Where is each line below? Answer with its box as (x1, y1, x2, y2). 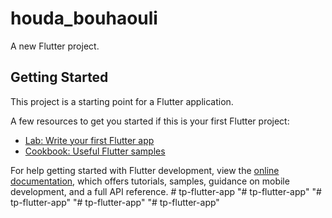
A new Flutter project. (10, 40, 100, 52)
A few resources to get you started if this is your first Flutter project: (10, 115, 290, 127)
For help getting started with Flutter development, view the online (10, 164, 280, 176)
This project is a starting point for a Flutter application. (10, 95, 234, 107)
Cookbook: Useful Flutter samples (24, 145, 166, 157)
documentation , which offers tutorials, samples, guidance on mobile (10, 175, 290, 187)
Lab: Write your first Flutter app (24, 134, 155, 146)
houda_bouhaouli (10, 7, 158, 30)
